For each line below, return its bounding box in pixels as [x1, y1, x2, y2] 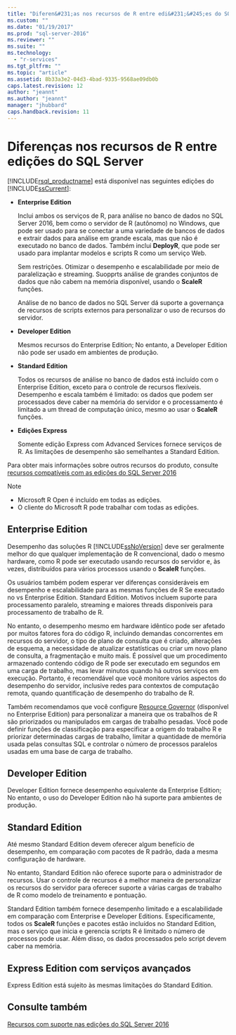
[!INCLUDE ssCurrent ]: [7, 184, 72, 193]
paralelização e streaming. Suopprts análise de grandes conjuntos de [17, 270, 219, 278]
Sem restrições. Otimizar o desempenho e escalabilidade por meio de [17, 262, 220, 271]
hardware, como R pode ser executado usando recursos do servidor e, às [7, 556, 221, 566]
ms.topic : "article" [7, 69, 68, 76]
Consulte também [7, 1001, 88, 1013]
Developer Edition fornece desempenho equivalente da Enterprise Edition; [7, 786, 222, 795]
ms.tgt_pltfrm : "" [7, 63, 61, 70]
